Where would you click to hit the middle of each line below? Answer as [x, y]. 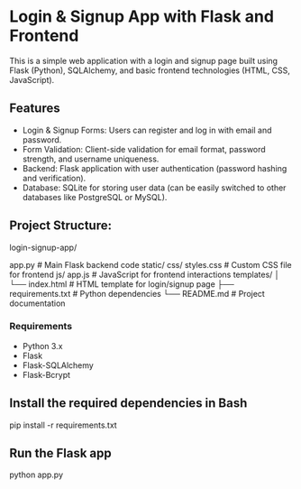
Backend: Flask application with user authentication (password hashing [155, 168]
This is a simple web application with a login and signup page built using [143, 60]
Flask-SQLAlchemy [58, 365]
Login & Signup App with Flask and [142, 17]
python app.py [36, 475]
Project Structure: [61, 226]
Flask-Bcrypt [46, 374]
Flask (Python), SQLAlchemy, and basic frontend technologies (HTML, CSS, [150, 70]
